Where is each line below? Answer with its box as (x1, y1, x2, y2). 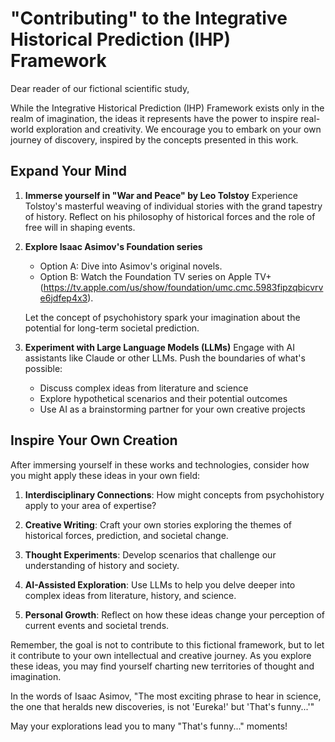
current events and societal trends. (24, 619, 170, 631)
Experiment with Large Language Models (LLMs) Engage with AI (24, 341, 296, 353)
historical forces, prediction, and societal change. (24, 529, 229, 541)
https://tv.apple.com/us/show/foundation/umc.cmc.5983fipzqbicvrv (43, 281, 324, 293)
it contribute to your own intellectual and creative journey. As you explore (10, 649, 312, 661)
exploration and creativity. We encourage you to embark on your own (35, 123, 322, 135)
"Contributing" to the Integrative (10, 7, 288, 30)
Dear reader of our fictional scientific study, (10, 82, 190, 94)
